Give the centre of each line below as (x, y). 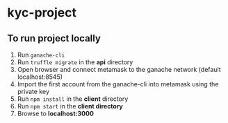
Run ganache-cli (41, 55)
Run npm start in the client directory (70, 106)
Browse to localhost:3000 (55, 113)
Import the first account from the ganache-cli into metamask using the (118, 84)
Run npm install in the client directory (73, 99)
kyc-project (42, 13)
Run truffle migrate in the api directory (75, 62)
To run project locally (54, 38)
